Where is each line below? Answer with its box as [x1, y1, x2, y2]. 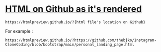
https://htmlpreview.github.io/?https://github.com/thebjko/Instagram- [5, 38, 157, 43]
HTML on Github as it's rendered [5, 3, 142, 15]
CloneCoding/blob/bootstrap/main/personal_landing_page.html [5, 42, 135, 47]
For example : [5, 28, 33, 34]
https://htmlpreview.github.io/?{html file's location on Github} [5, 20, 146, 25]
